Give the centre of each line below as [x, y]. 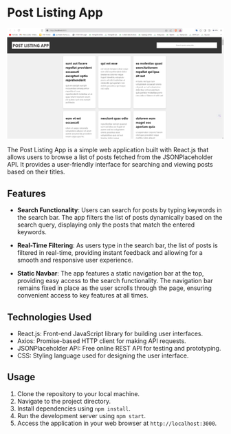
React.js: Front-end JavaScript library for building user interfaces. [110, 333]
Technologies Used [49, 317]
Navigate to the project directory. [64, 401]
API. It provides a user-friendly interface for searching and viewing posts [110, 165]
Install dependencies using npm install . [74, 409]
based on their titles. [36, 172]
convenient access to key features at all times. [83, 296]
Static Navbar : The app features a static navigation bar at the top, [110, 273]
